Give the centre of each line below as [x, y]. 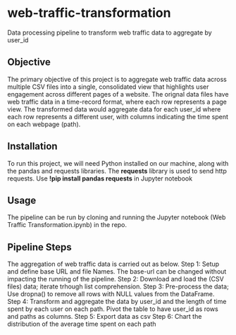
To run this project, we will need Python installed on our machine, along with [118, 163]
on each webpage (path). [44, 124]
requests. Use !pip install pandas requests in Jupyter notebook [100, 178]
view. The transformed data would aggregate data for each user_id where [114, 109]
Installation [32, 146]
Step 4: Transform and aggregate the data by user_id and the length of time [117, 302]
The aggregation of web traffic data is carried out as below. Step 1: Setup [113, 264]
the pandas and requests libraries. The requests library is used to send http [117, 171]
